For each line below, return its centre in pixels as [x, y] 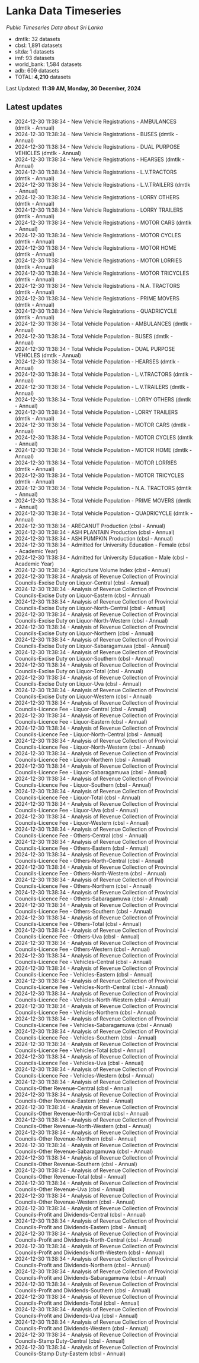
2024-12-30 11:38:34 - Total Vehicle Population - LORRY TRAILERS [96, 412]
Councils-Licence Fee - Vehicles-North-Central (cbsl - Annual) [91, 987]
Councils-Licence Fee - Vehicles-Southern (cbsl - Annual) [86, 1037]
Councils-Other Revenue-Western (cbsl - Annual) [75, 1202]
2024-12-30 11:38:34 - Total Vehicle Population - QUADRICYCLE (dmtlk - [104, 513]
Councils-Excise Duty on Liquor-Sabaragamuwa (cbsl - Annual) [92, 646]
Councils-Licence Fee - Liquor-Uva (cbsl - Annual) [76, 810]
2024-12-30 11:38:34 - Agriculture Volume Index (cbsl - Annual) [92, 570]
